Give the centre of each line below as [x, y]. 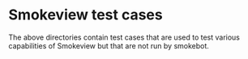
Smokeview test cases [86, 15]
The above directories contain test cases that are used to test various [124, 37]
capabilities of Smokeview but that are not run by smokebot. [109, 45]
